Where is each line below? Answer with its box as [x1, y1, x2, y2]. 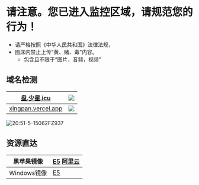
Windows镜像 [9, 168, 47, 177]
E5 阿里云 [52, 157, 80, 165]
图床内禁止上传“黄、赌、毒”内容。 [14, 48, 98, 55]
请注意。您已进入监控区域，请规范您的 [6, 5, 194, 19]
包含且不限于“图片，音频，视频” [23, 56, 101, 63]
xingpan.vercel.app [9, 104, 63, 113]
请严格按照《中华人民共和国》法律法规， [14, 41, 114, 48]
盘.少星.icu [20, 94, 51, 102]
